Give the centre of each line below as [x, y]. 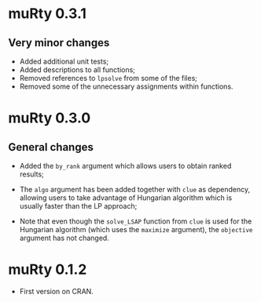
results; [32, 174]
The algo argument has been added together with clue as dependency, [135, 189]
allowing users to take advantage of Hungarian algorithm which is [126, 198]
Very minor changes [59, 43]
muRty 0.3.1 [47, 14]
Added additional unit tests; [64, 61]
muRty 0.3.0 [50, 118]
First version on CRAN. [57, 291]
